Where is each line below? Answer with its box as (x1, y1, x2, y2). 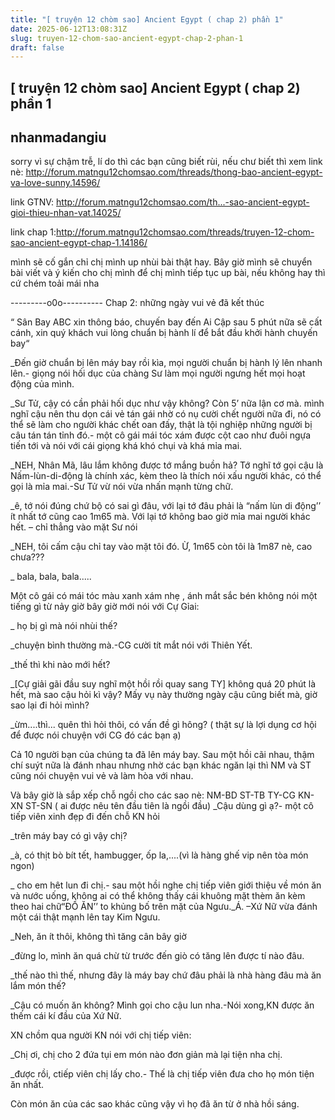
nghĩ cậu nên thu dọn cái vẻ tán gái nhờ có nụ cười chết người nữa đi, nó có (10, 408, 322, 420)
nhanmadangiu (10, 129, 107, 146)
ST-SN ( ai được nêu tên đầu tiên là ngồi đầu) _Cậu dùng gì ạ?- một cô (25, 800, 314, 812)
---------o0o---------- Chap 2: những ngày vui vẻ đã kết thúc (10, 297, 265, 309)
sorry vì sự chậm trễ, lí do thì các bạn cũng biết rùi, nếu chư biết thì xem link (10, 156, 323, 168)
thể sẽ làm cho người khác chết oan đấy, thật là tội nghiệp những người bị (10, 419, 313, 431)
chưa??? (10, 551, 45, 563)
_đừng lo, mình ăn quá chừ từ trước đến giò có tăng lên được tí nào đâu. (10, 950, 305, 962)
